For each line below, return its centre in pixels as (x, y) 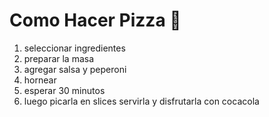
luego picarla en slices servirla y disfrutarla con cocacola (141, 101)
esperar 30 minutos (64, 90)
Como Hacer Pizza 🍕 (95, 20)
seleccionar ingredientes (74, 48)
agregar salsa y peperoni (75, 69)
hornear (40, 80)
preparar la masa (59, 58)
